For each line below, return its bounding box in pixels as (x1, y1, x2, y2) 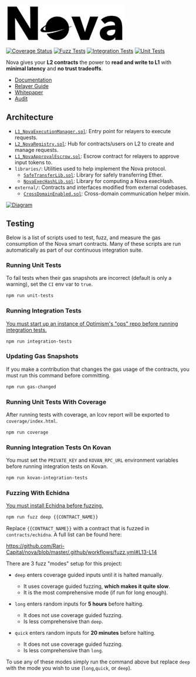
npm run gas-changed (6, 384, 57, 390)
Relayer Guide (14, 83, 49, 90)
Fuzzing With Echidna (6, 489, 70, 497)
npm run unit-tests (6, 293, 54, 299)
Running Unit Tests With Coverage (6, 398, 107, 406)
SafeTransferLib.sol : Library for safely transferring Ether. (23, 171, 163, 178)
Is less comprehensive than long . (23, 647, 104, 654)
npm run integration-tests (6, 338, 72, 344)
